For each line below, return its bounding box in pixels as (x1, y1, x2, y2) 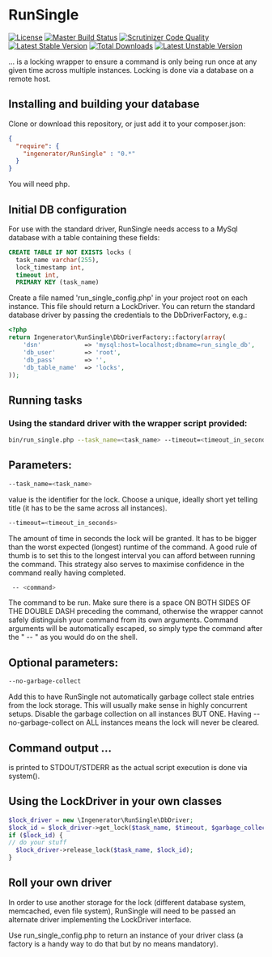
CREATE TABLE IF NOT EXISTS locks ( (8, 248, 132, 256)
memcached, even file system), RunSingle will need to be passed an (8, 906, 236, 916)
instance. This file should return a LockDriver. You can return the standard (8, 302, 256, 311)
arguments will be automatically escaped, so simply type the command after (8, 624, 263, 633)
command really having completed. (8, 568, 126, 578)
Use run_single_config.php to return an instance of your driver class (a (8, 930, 244, 940)
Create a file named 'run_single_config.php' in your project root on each (8, 293, 249, 303)
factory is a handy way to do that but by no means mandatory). (8, 938, 219, 948)
